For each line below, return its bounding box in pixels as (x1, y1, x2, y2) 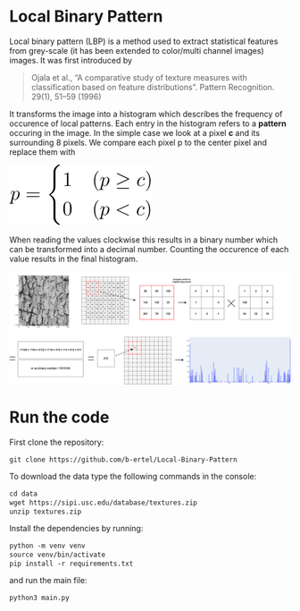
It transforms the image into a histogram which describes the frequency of (9, 108, 283, 119)
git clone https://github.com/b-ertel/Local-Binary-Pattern (9, 454, 238, 464)
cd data (9, 489, 38, 498)
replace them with (9, 146, 76, 157)
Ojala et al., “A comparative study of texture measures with (30, 72, 248, 82)
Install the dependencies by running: (9, 522, 144, 533)
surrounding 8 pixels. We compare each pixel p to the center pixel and (9, 137, 268, 148)
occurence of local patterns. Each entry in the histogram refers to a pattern (9, 118, 287, 129)
